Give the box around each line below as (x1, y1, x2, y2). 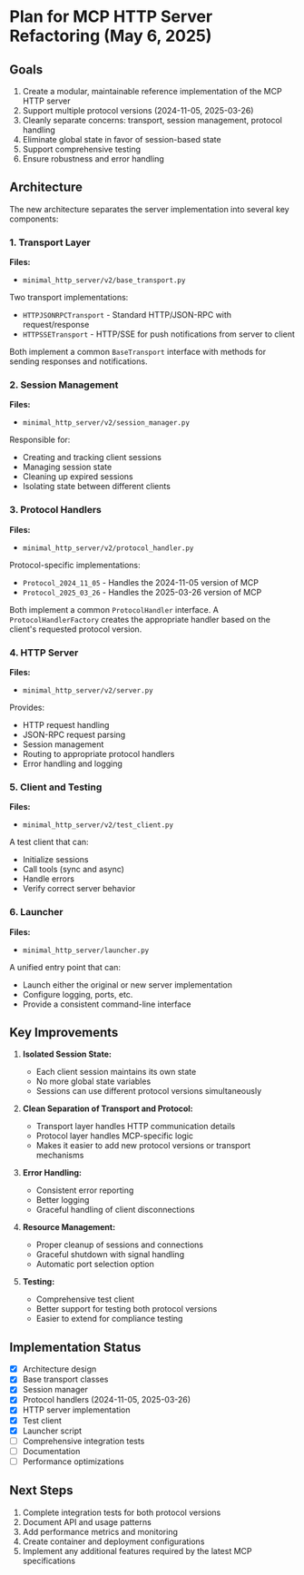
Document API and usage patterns (22, 1516, 152, 1527)
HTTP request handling (22, 720, 110, 730)
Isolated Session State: (22, 1048, 112, 1059)
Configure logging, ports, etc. (22, 989, 133, 999)
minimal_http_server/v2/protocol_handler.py (22, 543, 194, 553)
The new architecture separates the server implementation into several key (9, 203, 289, 214)
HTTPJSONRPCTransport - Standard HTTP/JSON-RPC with (22, 310, 232, 320)
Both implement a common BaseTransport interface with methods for (9, 347, 267, 358)
